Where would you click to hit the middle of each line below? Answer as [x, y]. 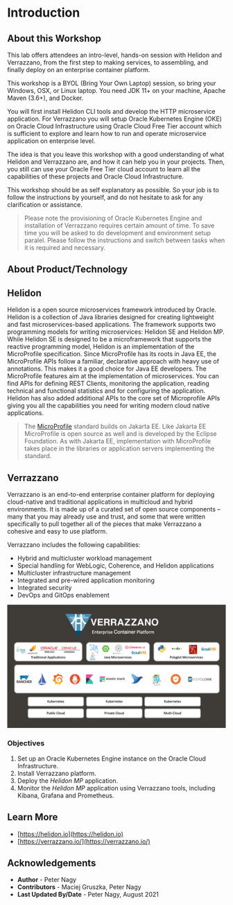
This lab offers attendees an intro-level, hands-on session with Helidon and [115, 55]
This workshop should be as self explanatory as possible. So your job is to [113, 190]
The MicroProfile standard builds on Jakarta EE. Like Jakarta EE [115, 426]
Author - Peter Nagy [47, 880]
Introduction [44, 13]
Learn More [33, 817]
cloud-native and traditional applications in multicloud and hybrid [100, 502]
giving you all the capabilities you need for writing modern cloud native [109, 406]
